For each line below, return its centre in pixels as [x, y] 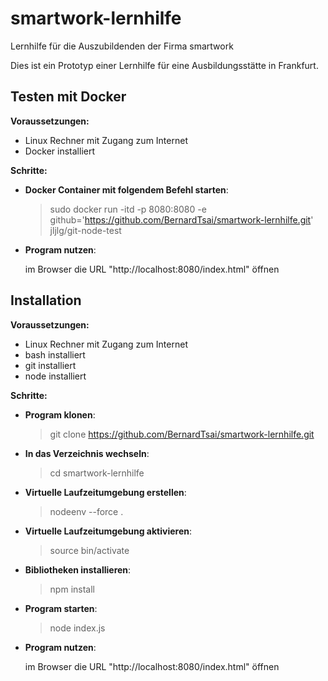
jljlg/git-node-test [85, 230]
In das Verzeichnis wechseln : [87, 453]
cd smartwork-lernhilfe [97, 473]
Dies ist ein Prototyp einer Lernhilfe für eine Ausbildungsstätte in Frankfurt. [164, 65]
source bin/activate [89, 550]
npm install [72, 589]
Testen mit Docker [68, 97]
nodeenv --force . [86, 511]
